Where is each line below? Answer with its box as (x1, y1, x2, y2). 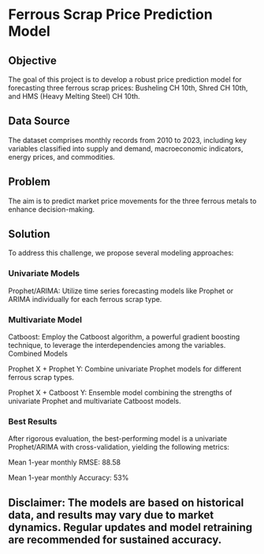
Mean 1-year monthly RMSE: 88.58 (8, 458, 121, 467)
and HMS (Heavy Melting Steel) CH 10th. (8, 92, 140, 100)
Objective (8, 54, 58, 67)
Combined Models (8, 349, 69, 359)
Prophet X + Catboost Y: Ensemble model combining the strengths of (8, 388, 232, 398)
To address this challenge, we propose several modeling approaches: (8, 248, 234, 258)
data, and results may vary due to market (8, 508, 214, 522)
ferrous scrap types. (8, 373, 75, 383)
